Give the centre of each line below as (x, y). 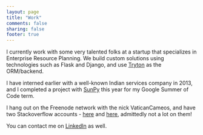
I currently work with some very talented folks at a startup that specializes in (101, 52)
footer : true (23, 35)
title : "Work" (24, 18)
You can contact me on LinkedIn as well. (57, 126)
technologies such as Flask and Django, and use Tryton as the (84, 65)
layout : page (23, 12)
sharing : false (25, 29)
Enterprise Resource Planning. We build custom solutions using (85, 58)
